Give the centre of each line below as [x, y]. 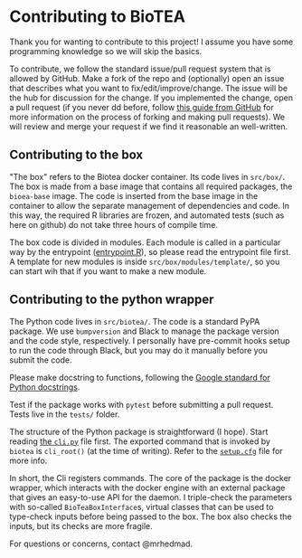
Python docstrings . [45, 387]
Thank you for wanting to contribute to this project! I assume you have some [151, 42]
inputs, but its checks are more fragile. [81, 525]
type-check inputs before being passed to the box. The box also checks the [151, 516]
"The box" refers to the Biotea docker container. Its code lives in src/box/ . [147, 176]
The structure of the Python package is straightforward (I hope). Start [139, 431]
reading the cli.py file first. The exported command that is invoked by [140, 441]
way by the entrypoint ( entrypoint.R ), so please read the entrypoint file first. [150, 251]
